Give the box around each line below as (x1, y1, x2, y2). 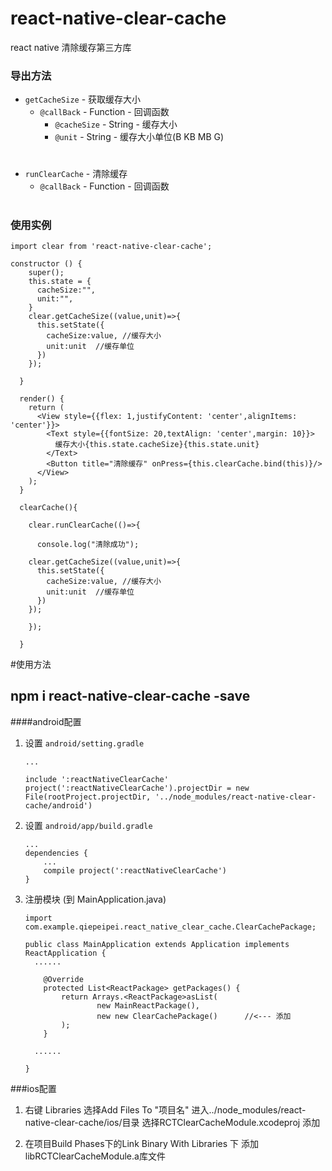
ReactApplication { (24, 948, 107, 958)
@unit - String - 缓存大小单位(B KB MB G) (54, 131, 225, 143)
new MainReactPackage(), (96, 1000, 200, 1011)
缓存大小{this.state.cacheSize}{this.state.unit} (54, 439, 260, 449)
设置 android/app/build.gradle (24, 819, 153, 831)
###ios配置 (10, 1082, 57, 1094)
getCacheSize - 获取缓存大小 (24, 93, 142, 106)
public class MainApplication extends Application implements (24, 939, 290, 949)
